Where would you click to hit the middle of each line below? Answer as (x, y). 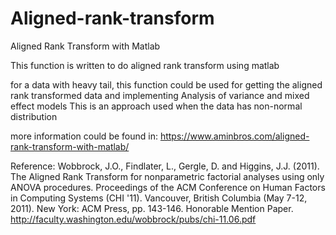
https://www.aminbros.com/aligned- (234, 136)
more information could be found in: (84, 136)
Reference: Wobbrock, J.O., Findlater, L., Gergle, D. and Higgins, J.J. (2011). (165, 166)
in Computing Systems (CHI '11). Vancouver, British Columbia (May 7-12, (159, 198)
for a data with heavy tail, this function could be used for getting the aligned (166, 84)
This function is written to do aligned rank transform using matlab (145, 65)
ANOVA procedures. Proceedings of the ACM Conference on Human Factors (168, 187)
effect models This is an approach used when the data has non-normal (156, 106)
